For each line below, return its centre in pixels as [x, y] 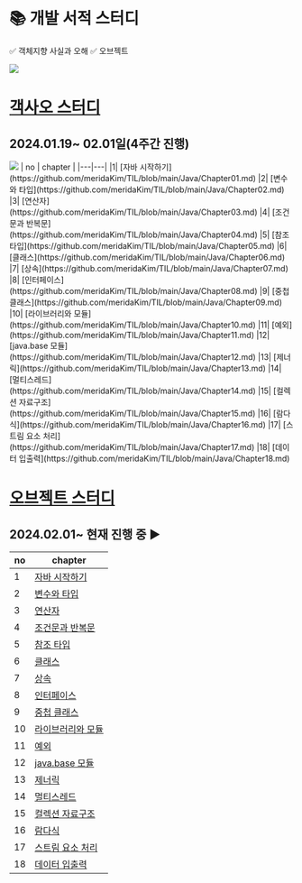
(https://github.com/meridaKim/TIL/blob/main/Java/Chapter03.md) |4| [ [142, 212]
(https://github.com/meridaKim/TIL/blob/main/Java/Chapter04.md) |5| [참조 [150, 235]
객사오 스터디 [55, 108]
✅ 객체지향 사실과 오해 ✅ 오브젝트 [69, 51]
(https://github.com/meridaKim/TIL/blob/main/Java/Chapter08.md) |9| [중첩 [150, 290]
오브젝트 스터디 [62, 498]
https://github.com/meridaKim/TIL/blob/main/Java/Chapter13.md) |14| [152, 368]
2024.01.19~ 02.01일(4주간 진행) [100, 144]
